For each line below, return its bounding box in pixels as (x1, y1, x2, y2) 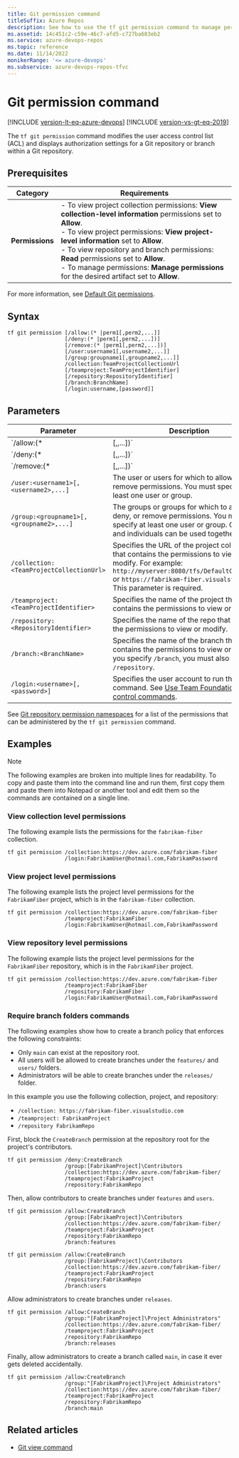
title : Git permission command (7, 10, 100, 18)
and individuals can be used (112, 528, 206, 538)
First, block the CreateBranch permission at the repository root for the (7, 1135, 210, 1143)
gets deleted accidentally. (7, 1360, 83, 1368)
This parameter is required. (112, 583, 203, 593)
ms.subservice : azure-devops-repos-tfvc (7, 63, 129, 71)
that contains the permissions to (112, 549, 221, 559)
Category (16, 188, 49, 198)
